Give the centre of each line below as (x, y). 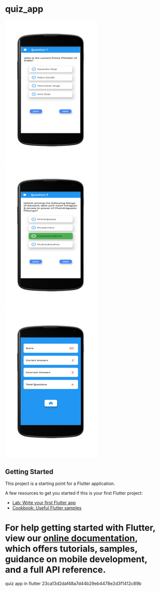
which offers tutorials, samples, (71, 549)
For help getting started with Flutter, (80, 528)
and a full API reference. (55, 570)
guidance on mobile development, (76, 559)
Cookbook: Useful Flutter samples (47, 508)
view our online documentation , (71, 538)
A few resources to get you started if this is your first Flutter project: (74, 493)
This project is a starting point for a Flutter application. (60, 483)
